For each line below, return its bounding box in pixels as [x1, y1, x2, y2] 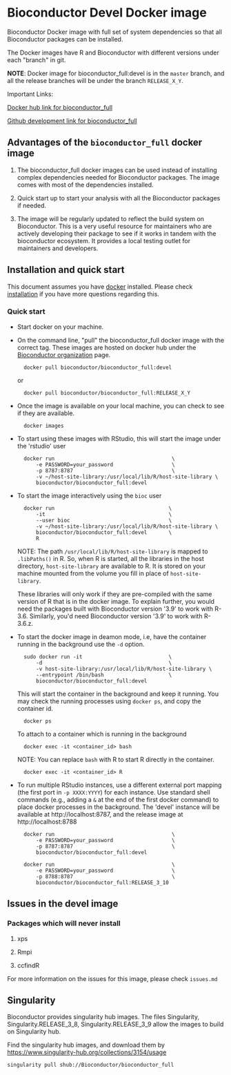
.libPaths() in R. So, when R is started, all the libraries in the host [17, 554, 205, 562]
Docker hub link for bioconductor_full [7, 103, 112, 111]
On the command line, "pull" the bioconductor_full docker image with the [17, 336, 225, 344]
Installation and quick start [7, 264, 125, 276]
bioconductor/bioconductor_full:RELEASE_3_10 [35, 879, 169, 886]
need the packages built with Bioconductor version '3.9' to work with [17, 605, 214, 613]
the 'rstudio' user [17, 441, 66, 450]
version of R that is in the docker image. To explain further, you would [17, 597, 215, 605]
